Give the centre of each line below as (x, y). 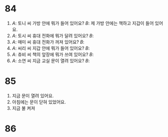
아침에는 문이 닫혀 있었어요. (39, 102)
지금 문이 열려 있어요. (33, 95)
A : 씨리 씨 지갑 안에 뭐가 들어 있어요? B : (51, 48)
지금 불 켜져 (24, 108)
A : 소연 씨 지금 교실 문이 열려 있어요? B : (51, 60)
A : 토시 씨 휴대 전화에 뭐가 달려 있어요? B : (53, 35)
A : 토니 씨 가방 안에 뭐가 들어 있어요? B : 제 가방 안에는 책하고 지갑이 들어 (83, 23)
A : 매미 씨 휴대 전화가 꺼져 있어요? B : (48, 42)
